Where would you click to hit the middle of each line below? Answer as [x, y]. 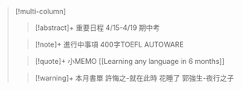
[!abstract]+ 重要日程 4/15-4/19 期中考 [98, 28]
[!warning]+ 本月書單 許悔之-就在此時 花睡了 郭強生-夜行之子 [135, 78]
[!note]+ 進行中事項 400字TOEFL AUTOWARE [109, 44]
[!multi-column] [41, 11]
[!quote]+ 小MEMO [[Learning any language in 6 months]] [129, 61]
